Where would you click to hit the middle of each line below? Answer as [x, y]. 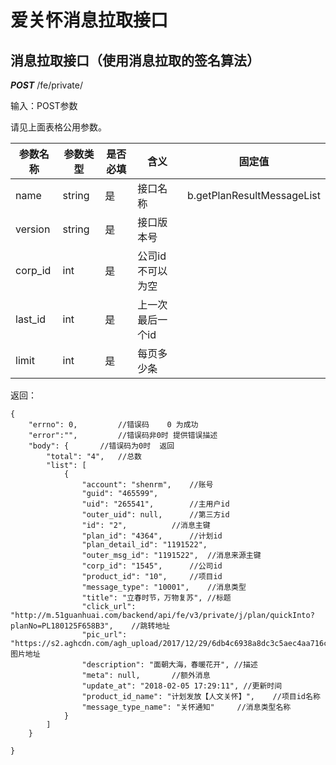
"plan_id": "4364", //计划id [152, 536]
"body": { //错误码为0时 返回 [101, 446]
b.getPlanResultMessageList [253, 195]
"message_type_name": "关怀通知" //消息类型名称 [186, 707]
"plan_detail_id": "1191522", [144, 545]
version [33, 229]
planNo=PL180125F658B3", [62, 626]
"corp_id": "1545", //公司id [152, 566]
